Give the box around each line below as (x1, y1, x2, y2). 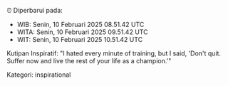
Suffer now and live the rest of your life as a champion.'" (6, 57, 172, 65)
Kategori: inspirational (6, 70, 71, 79)
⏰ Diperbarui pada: (6, 6, 63, 14)
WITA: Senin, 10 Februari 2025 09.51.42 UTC (16, 28, 148, 36)
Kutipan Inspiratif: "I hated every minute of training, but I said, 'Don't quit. (6, 49, 222, 58)
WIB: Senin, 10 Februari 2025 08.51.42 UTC (16, 21, 145, 28)
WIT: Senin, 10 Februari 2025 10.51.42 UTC (16, 36, 143, 43)
